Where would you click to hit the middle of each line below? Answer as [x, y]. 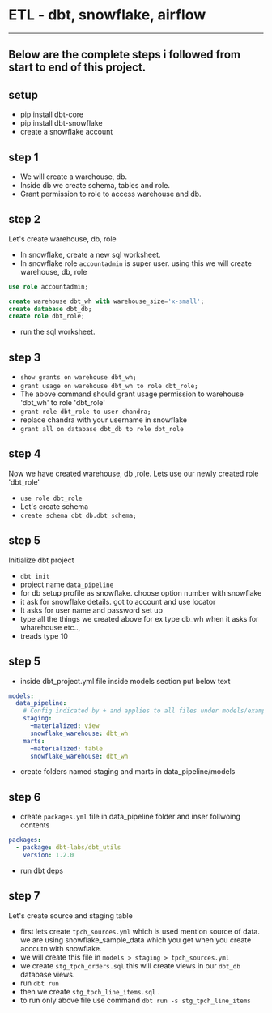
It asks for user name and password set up [91, 610]
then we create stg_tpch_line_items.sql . [90, 991]
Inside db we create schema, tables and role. [95, 185]
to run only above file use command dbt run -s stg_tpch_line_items [135, 1000]
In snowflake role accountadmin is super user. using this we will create [136, 263]
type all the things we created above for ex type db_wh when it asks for [139, 618]
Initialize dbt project [41, 560]
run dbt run [39, 983]
